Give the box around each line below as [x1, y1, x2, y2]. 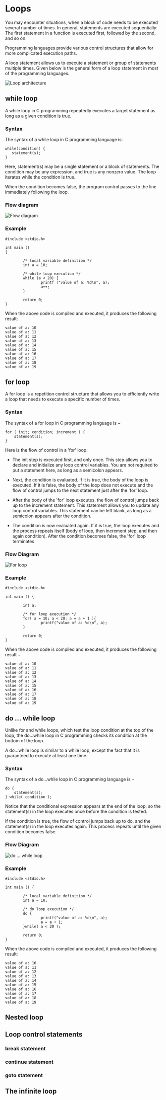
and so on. [5, 35, 27, 41]
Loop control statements [5, 1030, 83, 1038]
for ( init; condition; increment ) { [5, 429, 85, 435]
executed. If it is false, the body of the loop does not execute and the [12, 482, 153, 488]
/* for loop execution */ [23, 612, 77, 617]
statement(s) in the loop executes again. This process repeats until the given [5, 823, 162, 830]
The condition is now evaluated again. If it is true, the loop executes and [12, 522, 160, 528]
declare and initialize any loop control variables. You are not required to [12, 462, 158, 468]
